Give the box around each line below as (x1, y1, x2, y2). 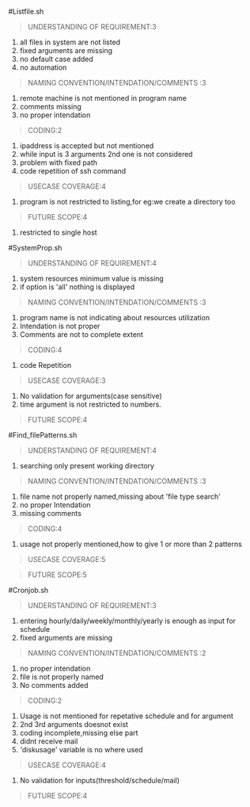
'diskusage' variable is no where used (19, 745, 144, 754)
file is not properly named (19, 672, 104, 681)
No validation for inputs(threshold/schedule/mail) (19, 776, 180, 785)
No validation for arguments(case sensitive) (19, 392, 162, 400)
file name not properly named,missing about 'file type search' (19, 491, 222, 501)
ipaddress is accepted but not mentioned (19, 141, 154, 150)
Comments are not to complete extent (19, 330, 144, 339)
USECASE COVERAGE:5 (27, 555, 106, 564)
